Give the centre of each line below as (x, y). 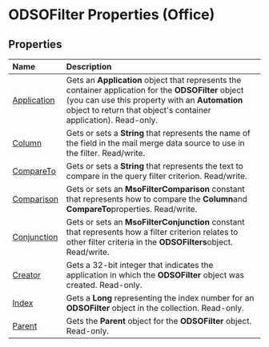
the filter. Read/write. (106, 153)
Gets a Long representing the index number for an (160, 298)
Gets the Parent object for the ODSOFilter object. (159, 321)
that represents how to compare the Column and (157, 199)
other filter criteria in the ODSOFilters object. (150, 242)
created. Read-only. (104, 285)
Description (89, 67)
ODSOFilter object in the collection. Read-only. (155, 308)
